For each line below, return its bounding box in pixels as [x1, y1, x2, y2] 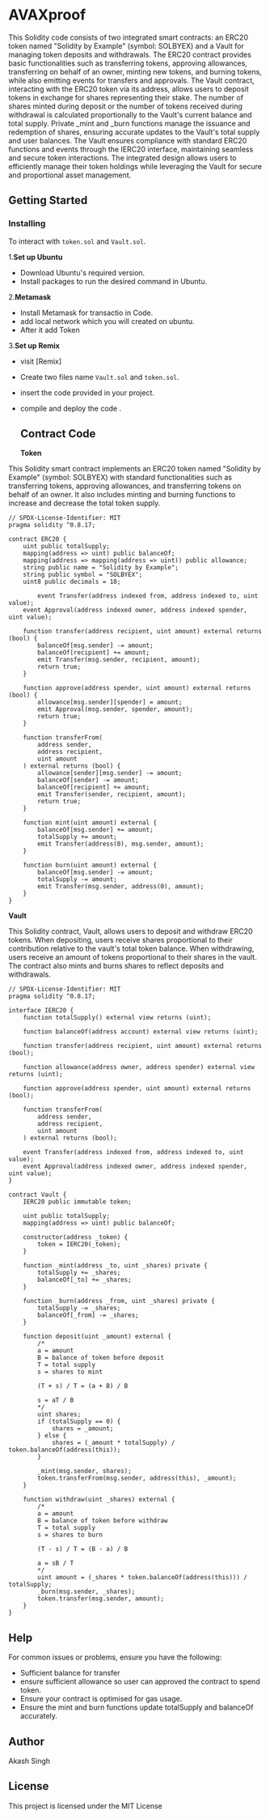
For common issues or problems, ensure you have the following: [8, 1652, 222, 1662]
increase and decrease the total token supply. [8, 498, 161, 508]
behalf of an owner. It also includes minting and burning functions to [8, 490, 236, 500]
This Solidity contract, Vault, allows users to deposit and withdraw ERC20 [8, 927, 253, 936]
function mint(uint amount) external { [23, 819, 158, 827]
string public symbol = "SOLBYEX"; [23, 571, 143, 579]
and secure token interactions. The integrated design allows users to [8, 152, 237, 163]
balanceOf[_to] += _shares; [37, 1276, 132, 1284]
